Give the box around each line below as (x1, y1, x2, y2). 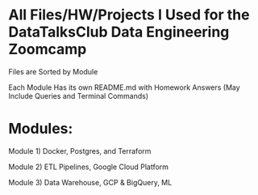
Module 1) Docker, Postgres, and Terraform (8, 146, 152, 155)
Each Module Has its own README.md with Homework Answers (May (8, 83, 240, 92)
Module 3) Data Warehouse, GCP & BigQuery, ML (8, 177, 173, 187)
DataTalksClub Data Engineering (8, 23, 230, 41)
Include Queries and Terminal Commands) (8, 91, 149, 100)
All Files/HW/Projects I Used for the (8, 6, 250, 24)
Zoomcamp (8, 40, 87, 58)
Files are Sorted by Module (8, 66, 98, 76)
